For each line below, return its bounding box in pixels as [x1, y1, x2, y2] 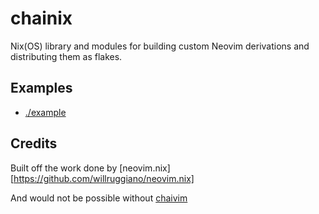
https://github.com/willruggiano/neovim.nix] [13, 172, 195, 184]
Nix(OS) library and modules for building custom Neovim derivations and [10, 40, 310, 52]
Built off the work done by [10, 162, 118, 174]
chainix [10, 7, 73, 30]
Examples [10, 80, 73, 97]
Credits [10, 135, 58, 152]
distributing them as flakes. [10, 50, 123, 62]
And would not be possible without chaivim [10, 192, 188, 204]
